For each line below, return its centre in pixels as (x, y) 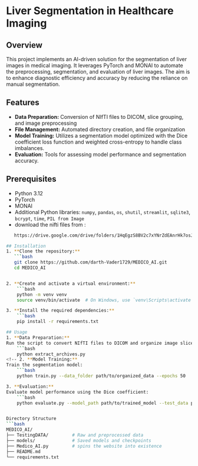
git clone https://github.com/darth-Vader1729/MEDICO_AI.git (90, 262)
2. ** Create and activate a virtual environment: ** (71, 284)
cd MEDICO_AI (30, 268)
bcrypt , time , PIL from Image (49, 218)
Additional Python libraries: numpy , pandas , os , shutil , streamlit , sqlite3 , (102, 212)
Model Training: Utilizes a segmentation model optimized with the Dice (101, 135)
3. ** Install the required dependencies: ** (60, 311)
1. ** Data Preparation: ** (38, 337)
